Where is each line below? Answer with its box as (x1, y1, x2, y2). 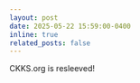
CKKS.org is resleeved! (9, 63, 95, 74)
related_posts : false (9, 38, 91, 48)
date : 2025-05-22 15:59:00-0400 (9, 22, 131, 31)
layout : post (9, 13, 59, 23)
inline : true (9, 30, 59, 39)
